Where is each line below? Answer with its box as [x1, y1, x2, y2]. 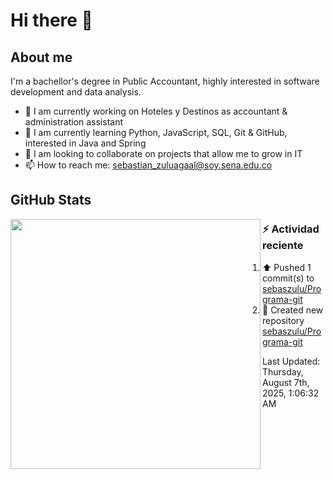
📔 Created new [262, 304, 324, 316]
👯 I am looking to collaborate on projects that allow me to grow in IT [24, 148, 303, 159]
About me [10, 49, 73, 66]
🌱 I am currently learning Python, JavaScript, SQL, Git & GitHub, [24, 127, 288, 138]
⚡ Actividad [262, 222, 320, 236]
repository [262, 314, 305, 326]
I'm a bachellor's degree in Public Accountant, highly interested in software [10, 75, 320, 87]
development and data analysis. [10, 86, 142, 98]
